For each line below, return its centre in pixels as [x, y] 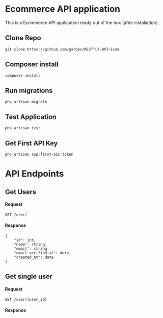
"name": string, [31, 244]
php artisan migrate [26, 102]
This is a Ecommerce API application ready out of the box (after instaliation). [82, 23]
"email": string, [32, 248]
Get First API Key [31, 143]
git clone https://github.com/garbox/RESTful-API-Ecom [62, 49]
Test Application [31, 117]
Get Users [21, 192]
